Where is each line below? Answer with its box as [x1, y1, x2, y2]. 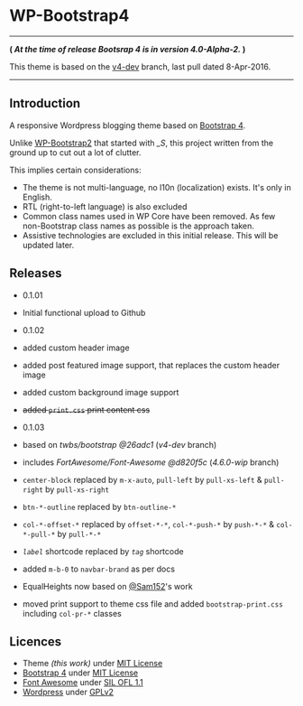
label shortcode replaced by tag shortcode [22, 545, 184, 556]
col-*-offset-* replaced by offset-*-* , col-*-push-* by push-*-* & [22, 518, 275, 529]
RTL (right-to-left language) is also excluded [22, 200, 188, 212]
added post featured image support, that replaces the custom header [22, 359, 280, 370]
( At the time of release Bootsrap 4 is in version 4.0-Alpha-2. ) [9, 43, 246, 54]
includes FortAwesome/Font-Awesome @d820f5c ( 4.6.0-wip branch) [22, 457, 280, 468]
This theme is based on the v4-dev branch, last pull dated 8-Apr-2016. [9, 60, 271, 72]
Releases [9, 265, 62, 281]
